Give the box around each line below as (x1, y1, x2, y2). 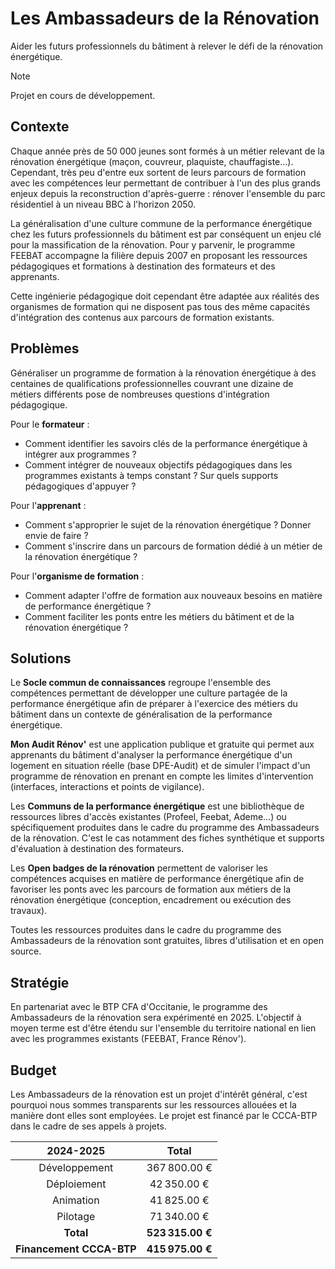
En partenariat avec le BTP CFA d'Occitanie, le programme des (10, 1001, 268, 1013)
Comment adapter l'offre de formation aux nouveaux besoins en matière (24, 589, 323, 601)
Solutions (10, 650, 72, 667)
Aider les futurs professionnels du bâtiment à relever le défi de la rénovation (10, 40, 324, 52)
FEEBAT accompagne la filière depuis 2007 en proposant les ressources (10, 249, 308, 261)
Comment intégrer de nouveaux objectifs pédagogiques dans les (24, 458, 293, 471)
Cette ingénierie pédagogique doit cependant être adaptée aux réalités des (10, 290, 320, 302)
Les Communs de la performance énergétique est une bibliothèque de (10, 800, 305, 812)
